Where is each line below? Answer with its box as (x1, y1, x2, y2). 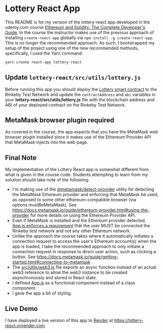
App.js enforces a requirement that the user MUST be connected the (12, 223, 150, 229)
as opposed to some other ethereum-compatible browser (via (12, 197, 137, 203)
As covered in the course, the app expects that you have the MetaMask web (5, 129, 159, 135)
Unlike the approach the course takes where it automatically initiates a (12, 233, 154, 239)
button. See (12, 254, 36, 260)
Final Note (5, 154, 37, 162)
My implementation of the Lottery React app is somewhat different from (5, 167, 149, 173)
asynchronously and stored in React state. (12, 275, 97, 281)
